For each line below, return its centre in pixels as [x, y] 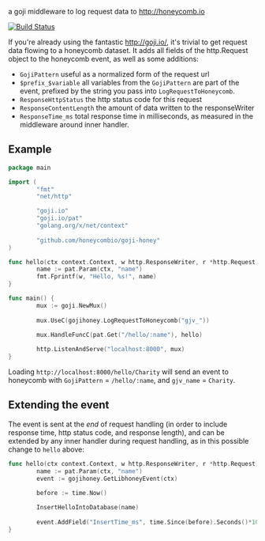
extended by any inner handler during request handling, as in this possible [129, 441]
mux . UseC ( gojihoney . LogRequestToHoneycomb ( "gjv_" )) [123, 320]
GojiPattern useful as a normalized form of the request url [114, 74]
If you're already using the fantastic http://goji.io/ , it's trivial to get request [128, 42]
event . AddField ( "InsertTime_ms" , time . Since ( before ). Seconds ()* [144, 522]
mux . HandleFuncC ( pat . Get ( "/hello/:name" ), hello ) [119, 335]
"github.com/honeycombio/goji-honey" [98, 240]
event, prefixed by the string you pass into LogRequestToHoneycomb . [127, 91]
